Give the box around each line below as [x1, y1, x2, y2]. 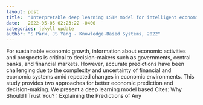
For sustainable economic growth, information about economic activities [6, 47, 186, 55]
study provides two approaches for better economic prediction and [6, 79, 173, 87]
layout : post [6, 8, 39, 15]
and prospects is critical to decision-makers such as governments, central [6, 54, 191, 61]
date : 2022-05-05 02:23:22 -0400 [6, 20, 96, 26]
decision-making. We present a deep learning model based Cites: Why [6, 86, 182, 93]
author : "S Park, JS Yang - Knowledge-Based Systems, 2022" [6, 31, 161, 37]
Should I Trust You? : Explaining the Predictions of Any [6, 92, 142, 100]
